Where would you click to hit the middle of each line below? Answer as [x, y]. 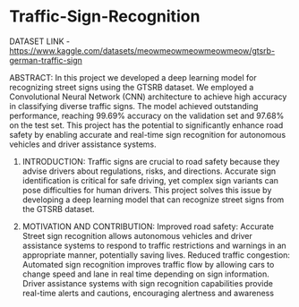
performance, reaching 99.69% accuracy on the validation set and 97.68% [147, 115]
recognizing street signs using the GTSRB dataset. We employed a [132, 87]
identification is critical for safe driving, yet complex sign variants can [150, 180]
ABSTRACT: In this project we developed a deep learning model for [133, 77]
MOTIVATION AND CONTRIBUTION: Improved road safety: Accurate [148, 226]
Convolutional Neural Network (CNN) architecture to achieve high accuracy [148, 97]
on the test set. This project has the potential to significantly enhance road [146, 125]
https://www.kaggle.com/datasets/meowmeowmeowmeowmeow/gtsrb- [142, 50]
